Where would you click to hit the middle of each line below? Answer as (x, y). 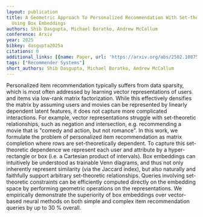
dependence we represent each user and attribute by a (98, 150)
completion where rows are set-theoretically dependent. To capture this (96, 144)
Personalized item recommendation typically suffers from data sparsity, (95, 85)
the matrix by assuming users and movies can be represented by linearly (97, 105)
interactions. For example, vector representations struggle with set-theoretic (101, 118)
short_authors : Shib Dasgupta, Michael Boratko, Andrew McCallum (90, 68)
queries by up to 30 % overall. (44, 208)
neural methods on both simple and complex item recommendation (107, 201)
